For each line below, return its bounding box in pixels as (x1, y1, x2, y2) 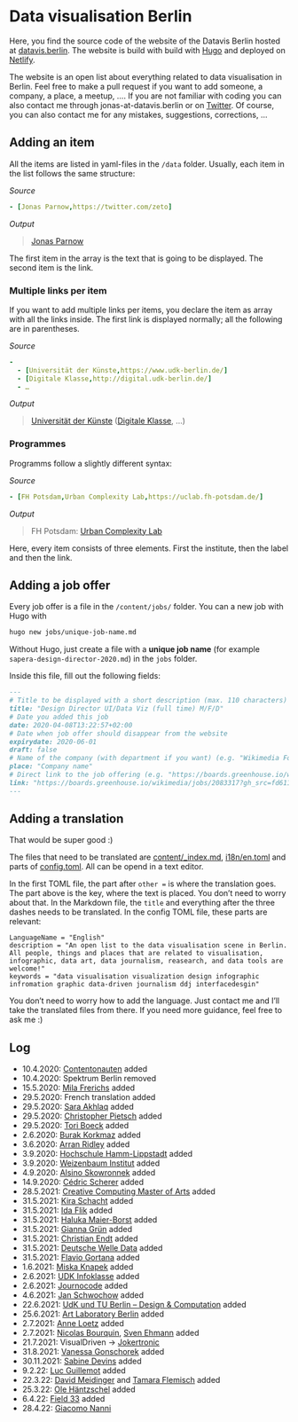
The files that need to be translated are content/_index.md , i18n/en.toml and (9, 852, 286, 862)
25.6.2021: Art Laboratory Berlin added (21, 1308, 164, 1319)
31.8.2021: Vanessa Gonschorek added (21, 1347, 165, 1357)
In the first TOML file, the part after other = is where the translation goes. (9, 878, 277, 889)
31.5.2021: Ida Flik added (21, 1205, 114, 1216)
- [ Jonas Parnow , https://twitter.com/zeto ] (9, 202, 173, 211)
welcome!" (9, 964, 46, 973)
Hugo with (9, 610, 47, 622)
